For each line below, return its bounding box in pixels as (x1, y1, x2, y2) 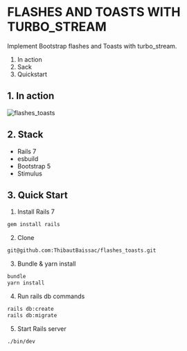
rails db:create (7, 305, 54, 312)
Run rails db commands (17, 292, 85, 300)
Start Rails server (17, 324, 67, 333)
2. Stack (7, 129, 44, 141)
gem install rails (7, 221, 60, 228)
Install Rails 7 (17, 207, 55, 216)
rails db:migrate (7, 311, 57, 319)
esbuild (17, 154, 39, 163)
